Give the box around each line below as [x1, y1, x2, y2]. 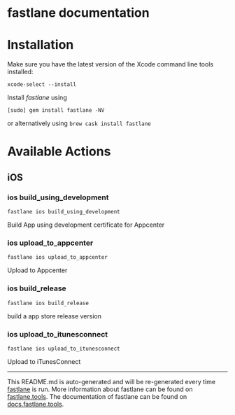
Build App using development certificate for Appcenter [7, 220, 165, 229]
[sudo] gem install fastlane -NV [7, 107, 105, 114]
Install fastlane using [7, 93, 68, 102]
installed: [7, 68, 34, 76]
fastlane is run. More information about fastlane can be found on [7, 385, 193, 393]
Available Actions [7, 143, 111, 160]
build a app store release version [7, 311, 101, 320]
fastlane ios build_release [7, 300, 90, 307]
